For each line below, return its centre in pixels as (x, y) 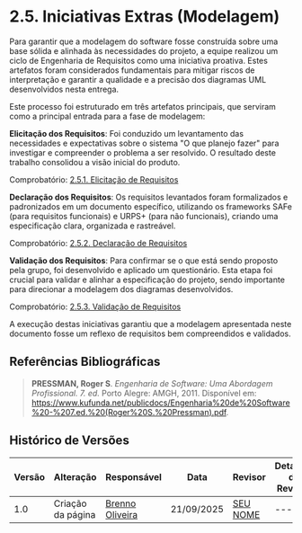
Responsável (133, 476)
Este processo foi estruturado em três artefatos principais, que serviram (143, 106)
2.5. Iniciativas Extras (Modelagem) (145, 17)
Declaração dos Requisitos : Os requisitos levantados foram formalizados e (149, 197)
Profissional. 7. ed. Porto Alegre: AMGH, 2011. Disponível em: (144, 393)
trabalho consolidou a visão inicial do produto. (95, 162)
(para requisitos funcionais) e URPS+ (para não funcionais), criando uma (144, 216)
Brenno (121, 503)
